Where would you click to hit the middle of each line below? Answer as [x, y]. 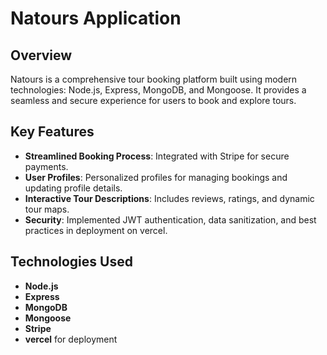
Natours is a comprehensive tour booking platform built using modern [154, 79]
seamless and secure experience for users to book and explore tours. [153, 100]
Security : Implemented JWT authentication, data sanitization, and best [170, 219]
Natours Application [96, 18]
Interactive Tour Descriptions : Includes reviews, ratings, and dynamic [169, 198]
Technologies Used [71, 262]
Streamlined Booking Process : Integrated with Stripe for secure [157, 156]
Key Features [52, 132]
